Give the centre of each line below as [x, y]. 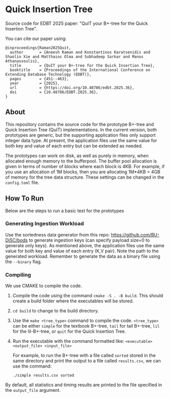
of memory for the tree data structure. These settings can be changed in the [85, 177]
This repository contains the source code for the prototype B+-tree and [80, 124]
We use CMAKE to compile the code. [44, 286]
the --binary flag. [24, 261]
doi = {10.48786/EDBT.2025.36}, [54, 92]
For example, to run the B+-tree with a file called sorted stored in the [84, 355]
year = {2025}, [35, 83]
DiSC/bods [16, 240]
